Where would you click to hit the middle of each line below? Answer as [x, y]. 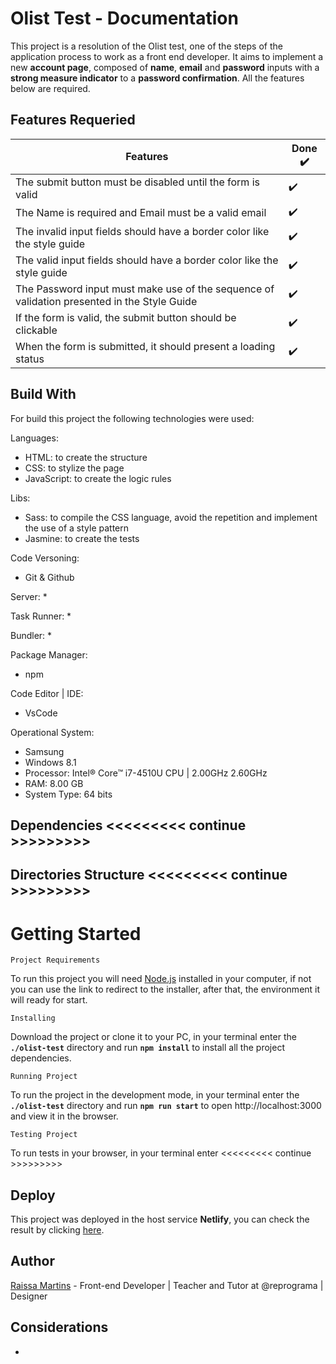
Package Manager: [49, 654]
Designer [29, 1296]
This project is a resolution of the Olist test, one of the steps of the [146, 46]
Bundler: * [31, 635]
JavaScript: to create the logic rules [98, 478]
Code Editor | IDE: [47, 693]
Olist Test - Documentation [124, 18]
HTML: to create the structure [86, 457]
